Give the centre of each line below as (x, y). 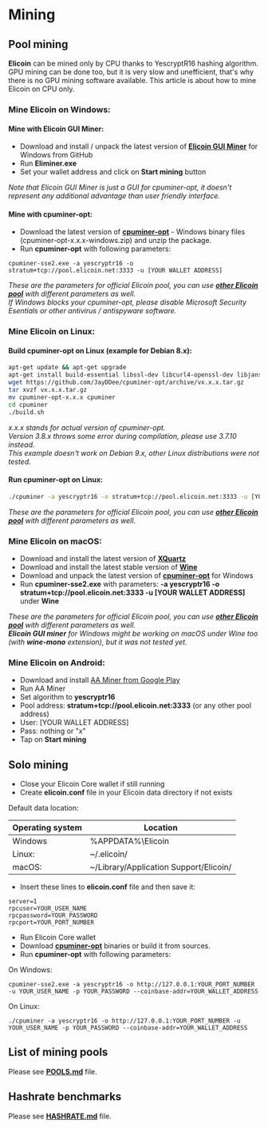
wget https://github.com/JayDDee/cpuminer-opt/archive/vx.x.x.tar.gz (126, 383)
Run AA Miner (43, 688)
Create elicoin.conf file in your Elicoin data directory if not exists (126, 792)
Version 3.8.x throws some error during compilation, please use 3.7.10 (122, 436)
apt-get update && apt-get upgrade (67, 368)
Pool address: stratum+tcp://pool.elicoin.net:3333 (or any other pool (136, 706)
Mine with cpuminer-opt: (51, 214)
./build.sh (26, 412)
